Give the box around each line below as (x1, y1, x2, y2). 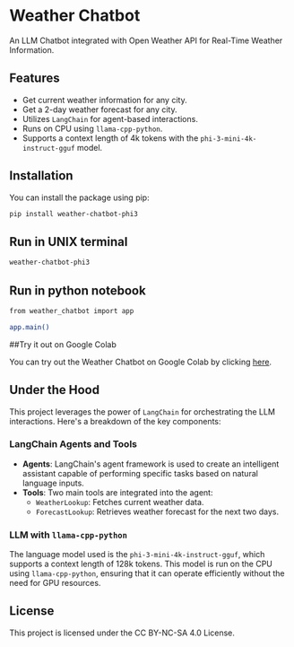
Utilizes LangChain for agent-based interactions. (22, 113, 199, 124)
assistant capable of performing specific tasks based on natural (22, 468, 258, 478)
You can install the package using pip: (9, 192, 150, 203)
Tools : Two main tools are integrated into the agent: (22, 486, 213, 498)
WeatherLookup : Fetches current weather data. (35, 496, 204, 507)
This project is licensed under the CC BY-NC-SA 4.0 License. (9, 627, 236, 638)
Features (9, 71, 60, 86)
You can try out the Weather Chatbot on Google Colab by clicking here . (9, 356, 272, 367)
